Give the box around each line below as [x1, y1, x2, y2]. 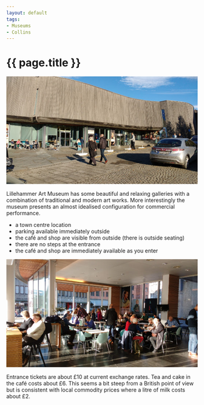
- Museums [6, 22, 32, 29]
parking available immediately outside [15, 228, 110, 235]
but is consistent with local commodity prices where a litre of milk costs [6, 386, 185, 393]
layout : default [6, 10, 47, 16]
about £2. [6, 392, 30, 400]
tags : [6, 16, 20, 22]
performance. [6, 210, 41, 217]
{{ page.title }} [6, 56, 81, 70]
